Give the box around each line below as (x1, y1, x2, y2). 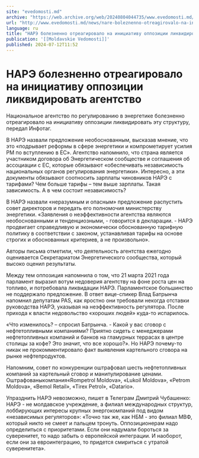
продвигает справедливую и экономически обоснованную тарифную (6, 223, 184, 230)
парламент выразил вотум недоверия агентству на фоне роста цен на (6, 278, 185, 285)
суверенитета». (6, 444, 46, 451)
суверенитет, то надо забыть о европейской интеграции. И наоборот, (6, 432, 182, 439)
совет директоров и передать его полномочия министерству (6, 204, 162, 211)
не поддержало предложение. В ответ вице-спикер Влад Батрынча (6, 290, 178, 297)
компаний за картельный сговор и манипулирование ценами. (6, 370, 163, 377)
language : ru (6, 25, 38, 31)
